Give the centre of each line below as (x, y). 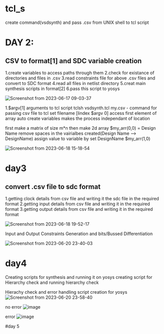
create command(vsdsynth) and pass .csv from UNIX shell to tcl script (77, 22)
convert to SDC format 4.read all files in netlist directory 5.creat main (75, 83)
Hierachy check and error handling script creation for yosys (66, 292)
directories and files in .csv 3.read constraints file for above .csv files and (80, 78)
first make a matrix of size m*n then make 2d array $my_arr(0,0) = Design (81, 128)
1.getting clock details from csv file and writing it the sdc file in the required (82, 198)
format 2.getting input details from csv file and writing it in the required (78, 204)
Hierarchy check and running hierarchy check (52, 282)
